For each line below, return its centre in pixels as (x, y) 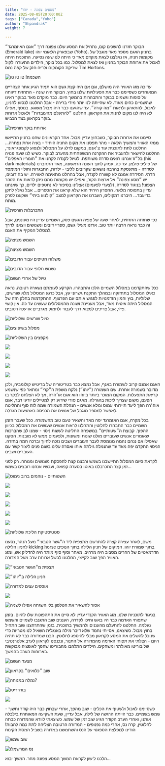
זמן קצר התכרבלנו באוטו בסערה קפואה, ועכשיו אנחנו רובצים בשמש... (68, 467)
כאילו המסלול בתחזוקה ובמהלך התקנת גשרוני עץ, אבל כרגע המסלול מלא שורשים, (80, 293)
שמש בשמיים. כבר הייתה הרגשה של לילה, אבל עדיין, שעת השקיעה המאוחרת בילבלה (83, 714)
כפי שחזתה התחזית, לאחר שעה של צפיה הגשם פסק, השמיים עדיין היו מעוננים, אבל (81, 220)
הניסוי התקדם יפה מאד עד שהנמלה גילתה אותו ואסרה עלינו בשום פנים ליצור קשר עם (83, 446)
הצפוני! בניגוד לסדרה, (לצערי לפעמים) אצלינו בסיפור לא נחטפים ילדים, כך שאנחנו (80, 185)
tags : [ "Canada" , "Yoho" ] (31, 19)
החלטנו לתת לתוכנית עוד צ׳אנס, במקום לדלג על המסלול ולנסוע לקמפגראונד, (76, 148)
